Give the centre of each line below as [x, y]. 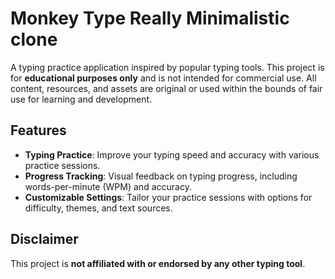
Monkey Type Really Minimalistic [150, 18]
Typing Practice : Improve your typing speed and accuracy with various [172, 154]
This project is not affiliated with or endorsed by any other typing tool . [158, 263]
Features [38, 130]
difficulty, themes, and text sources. [98, 208]
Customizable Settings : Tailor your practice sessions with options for [168, 197]
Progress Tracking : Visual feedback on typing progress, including [161, 176]
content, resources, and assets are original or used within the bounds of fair [166, 88]
